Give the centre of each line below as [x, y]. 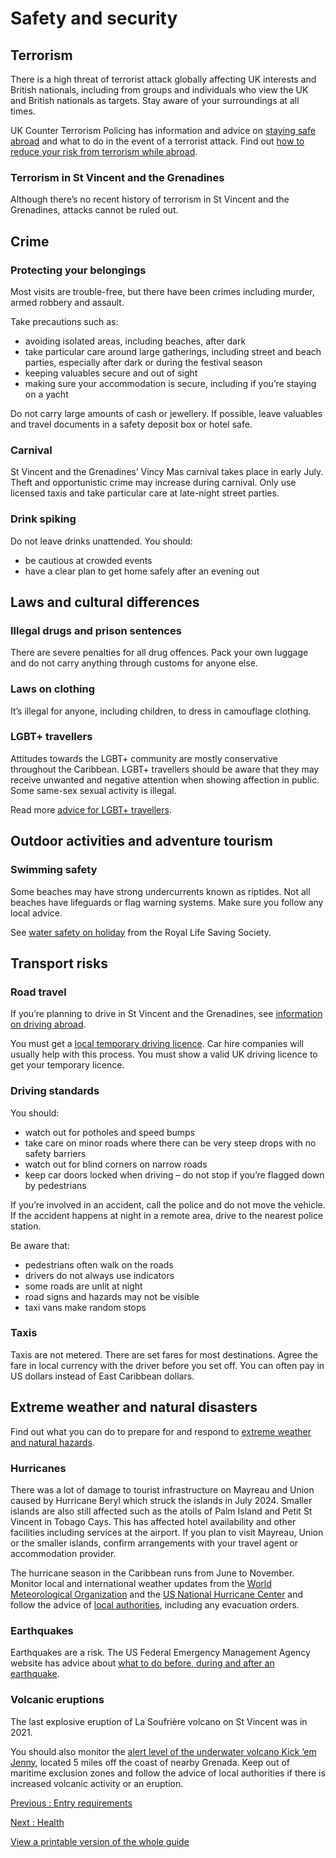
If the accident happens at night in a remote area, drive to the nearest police [167, 1215]
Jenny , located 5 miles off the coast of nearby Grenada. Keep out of [150, 1762]
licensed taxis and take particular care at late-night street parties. [145, 493]
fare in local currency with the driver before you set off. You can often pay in [167, 1365]
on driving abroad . [48, 1024]
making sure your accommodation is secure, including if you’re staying [170, 383]
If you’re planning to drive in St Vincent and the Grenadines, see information [166, 1014]
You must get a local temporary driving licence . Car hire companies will [157, 1044]
